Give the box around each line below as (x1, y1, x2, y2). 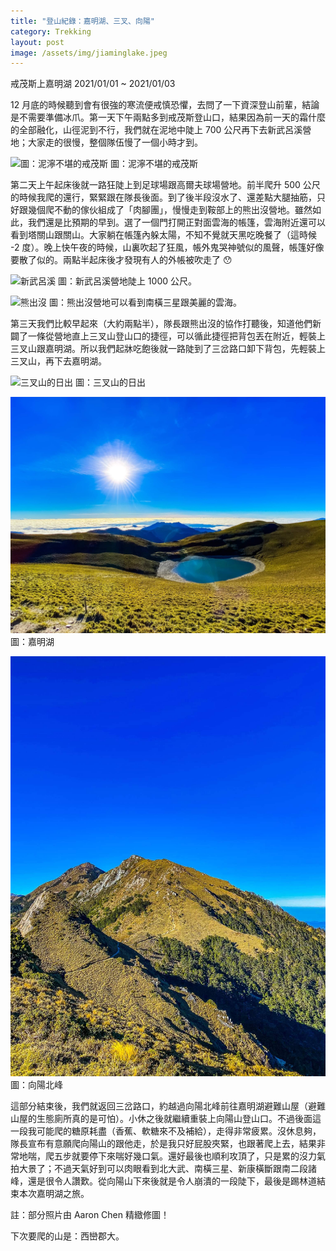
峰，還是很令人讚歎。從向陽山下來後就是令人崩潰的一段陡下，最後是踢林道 (10, 1175, 317, 1187)
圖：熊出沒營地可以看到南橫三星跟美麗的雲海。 (48, 296, 242, 309)
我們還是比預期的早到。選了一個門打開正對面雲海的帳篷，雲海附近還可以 (27, 216, 326, 229)
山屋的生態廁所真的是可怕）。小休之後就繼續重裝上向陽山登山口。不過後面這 (10, 1113, 322, 1125)
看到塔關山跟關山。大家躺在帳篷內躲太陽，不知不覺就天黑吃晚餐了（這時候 (10, 229, 317, 241)
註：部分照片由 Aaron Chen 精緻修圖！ (10, 1209, 170, 1221)
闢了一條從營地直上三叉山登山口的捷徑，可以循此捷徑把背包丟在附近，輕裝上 (10, 330, 326, 342)
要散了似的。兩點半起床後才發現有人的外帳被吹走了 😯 (10, 254, 233, 266)
